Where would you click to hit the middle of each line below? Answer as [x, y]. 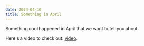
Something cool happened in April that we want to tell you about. [72, 28]
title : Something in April [33, 14]
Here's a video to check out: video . [41, 38]
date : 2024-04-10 [23, 10]
